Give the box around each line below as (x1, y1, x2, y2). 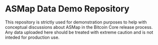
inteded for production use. (5, 34, 60, 40)
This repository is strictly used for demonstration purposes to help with (5, 19, 147, 25)
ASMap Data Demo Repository (5, 3, 130, 14)
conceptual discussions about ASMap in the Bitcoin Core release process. (5, 24, 153, 30)
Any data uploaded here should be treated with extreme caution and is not (5, 29, 154, 35)
